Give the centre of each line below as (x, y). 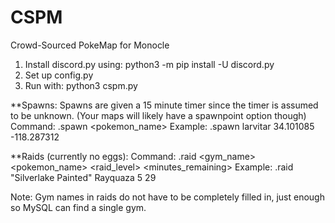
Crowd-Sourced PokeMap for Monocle (90, 45)
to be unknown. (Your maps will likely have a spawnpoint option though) (158, 115)
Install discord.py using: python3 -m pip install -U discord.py (149, 64)
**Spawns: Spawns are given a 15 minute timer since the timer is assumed (164, 105)
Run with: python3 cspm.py (81, 85)
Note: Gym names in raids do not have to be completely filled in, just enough (167, 197)
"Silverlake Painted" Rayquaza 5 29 (83, 177)
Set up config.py (59, 75)
